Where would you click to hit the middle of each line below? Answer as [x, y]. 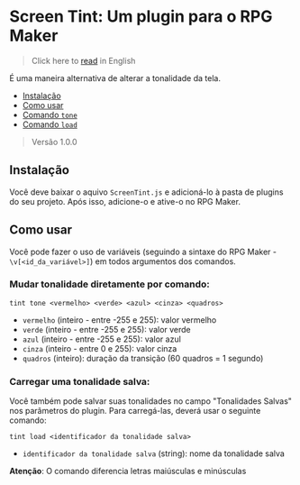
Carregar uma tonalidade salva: [80, 381]
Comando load [50, 124]
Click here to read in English [83, 60]
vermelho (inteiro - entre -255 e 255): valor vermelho [119, 320]
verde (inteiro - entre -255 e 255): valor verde [106, 329]
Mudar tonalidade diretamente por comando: [109, 284]
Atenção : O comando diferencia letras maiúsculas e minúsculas [128, 471]
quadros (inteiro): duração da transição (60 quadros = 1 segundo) [143, 358]
